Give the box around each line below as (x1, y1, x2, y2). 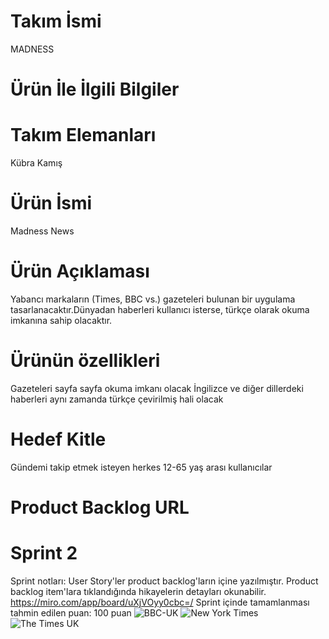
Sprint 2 (10, 542, 78, 565)
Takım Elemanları (10, 124, 157, 147)
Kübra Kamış (10, 157, 63, 169)
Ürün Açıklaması (10, 260, 150, 283)
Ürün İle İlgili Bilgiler (10, 78, 180, 101)
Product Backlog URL (10, 496, 190, 519)
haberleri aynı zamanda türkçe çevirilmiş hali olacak (10, 393, 224, 405)
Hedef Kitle (10, 428, 107, 451)
